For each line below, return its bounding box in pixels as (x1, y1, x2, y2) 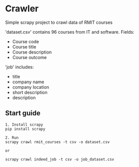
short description (12, 89, 48, 95)
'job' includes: (5, 64, 34, 70)
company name (12, 79, 45, 85)
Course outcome (12, 54, 47, 60)
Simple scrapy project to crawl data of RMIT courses (5, 19, 113, 25)
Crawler (5, 3, 39, 14)
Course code (12, 38, 39, 45)
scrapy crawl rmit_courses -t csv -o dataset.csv (5, 139, 110, 144)
